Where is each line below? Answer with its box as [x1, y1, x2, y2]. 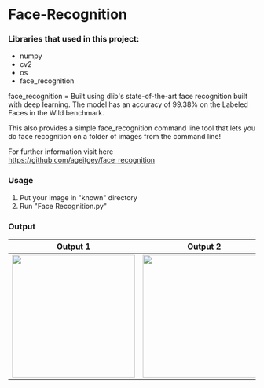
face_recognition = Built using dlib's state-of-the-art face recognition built [8, 92, 248, 101]
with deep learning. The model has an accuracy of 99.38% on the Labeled [8, 100, 249, 109]
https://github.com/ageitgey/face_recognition [8, 156, 156, 165]
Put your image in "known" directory [19, 192, 137, 202]
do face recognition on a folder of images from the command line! [8, 132, 222, 141]
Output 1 [56, 241, 91, 252]
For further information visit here [8, 147, 114, 156]
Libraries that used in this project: [8, 34, 140, 45]
